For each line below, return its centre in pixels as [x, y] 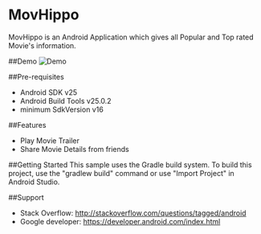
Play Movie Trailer [50, 140]
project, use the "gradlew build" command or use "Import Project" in [121, 173]
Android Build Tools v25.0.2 [65, 101]
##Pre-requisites [36, 76]
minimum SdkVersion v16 [62, 109]
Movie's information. [42, 45]
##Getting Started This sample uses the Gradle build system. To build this [130, 164]
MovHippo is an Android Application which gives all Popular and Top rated [131, 37]
